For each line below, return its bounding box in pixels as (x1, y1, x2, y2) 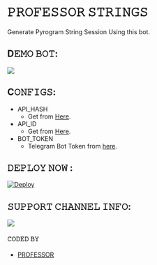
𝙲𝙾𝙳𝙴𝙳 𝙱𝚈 (7, 234, 40, 243)
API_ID (17, 119, 37, 128)
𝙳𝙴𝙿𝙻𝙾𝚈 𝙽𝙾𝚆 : (7, 162, 73, 174)
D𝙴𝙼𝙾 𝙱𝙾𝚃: (7, 48, 58, 60)
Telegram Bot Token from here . (27, 142, 117, 150)
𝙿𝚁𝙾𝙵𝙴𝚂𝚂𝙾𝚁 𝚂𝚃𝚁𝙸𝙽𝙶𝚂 (7, 4, 149, 20)
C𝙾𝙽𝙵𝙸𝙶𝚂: (7, 86, 57, 98)
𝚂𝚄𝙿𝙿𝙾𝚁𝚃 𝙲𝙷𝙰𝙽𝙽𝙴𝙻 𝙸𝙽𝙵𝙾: (7, 200, 131, 213)
